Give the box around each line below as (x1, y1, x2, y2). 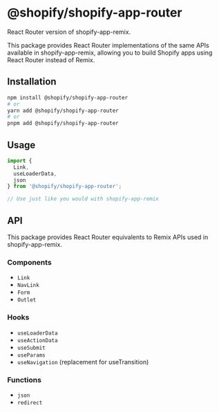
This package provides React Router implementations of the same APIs (7, 41, 209, 49)
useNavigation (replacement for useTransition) (17, 357, 149, 366)
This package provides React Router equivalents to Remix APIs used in (7, 233, 209, 241)
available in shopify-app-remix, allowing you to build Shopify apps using (7, 48, 213, 57)
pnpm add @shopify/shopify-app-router (7, 120, 119, 127)
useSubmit (17, 344, 46, 351)
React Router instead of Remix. (7, 55, 95, 64)
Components (7, 257, 52, 267)
